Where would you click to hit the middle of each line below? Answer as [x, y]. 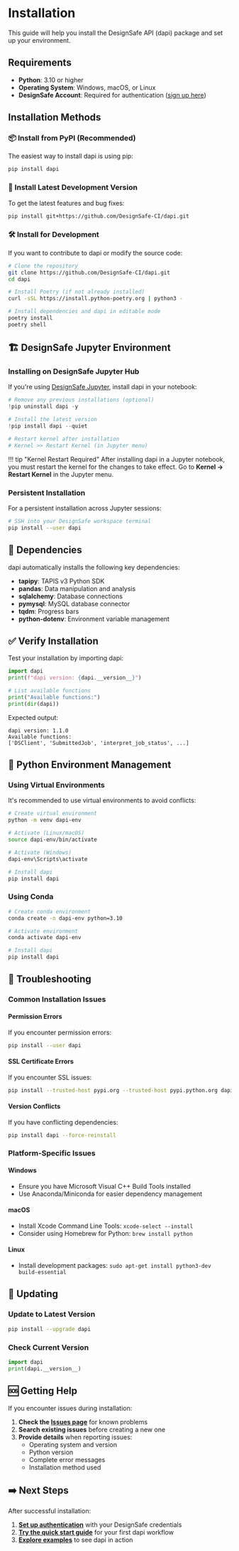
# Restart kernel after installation [64, 439]
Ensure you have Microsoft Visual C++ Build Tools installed [104, 1186]
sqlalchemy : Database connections [71, 596]
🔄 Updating [33, 1294]
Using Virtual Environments [57, 785]
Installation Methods [55, 118]
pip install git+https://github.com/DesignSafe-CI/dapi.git [99, 216]
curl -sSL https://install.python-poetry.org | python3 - [95, 299]
